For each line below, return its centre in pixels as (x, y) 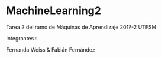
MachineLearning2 (54, 11)
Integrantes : (22, 38)
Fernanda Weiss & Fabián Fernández (51, 50)
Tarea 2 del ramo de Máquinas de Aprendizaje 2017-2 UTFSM (81, 27)
